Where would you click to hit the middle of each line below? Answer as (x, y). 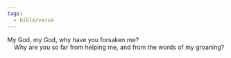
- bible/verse (34, 20)
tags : (15, 13)
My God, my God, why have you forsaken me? (73, 39)
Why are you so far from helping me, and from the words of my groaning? (119, 47)
